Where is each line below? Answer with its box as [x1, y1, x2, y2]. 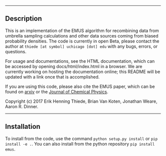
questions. [5, 48, 27, 54]
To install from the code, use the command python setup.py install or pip [5, 135, 158, 141]
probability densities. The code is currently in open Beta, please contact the [5, 38, 160, 44]
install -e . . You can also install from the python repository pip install [5, 141, 155, 147]
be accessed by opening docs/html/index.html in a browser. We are [5, 63, 142, 69]
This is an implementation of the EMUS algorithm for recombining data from [5, 28, 159, 34]
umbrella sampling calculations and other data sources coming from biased [5, 33, 159, 39]
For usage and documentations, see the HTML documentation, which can [5, 58, 155, 64]
